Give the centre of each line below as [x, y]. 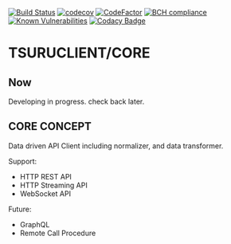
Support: [23, 161]
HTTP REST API [45, 176]
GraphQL [35, 224]
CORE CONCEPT [50, 126]
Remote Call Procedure [58, 233]
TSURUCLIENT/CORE [79, 53]
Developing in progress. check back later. [76, 101]
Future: [20, 209]
